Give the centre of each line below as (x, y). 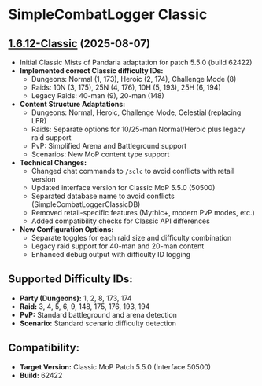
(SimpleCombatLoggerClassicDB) (86, 204)
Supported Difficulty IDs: (70, 279)
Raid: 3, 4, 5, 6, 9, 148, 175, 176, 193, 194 (85, 306)
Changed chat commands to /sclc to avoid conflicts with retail (133, 171)
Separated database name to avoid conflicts (103, 196)
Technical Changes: (53, 162)
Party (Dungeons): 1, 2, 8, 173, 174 (76, 298)
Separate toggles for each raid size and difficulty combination (131, 238)
